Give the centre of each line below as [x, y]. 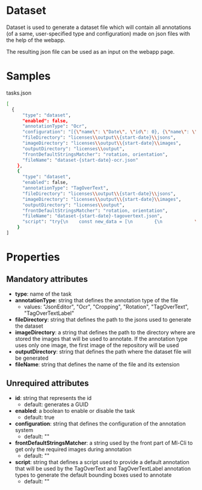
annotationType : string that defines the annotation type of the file [96, 300]
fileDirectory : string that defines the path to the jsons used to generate [103, 319]
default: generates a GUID [56, 404]
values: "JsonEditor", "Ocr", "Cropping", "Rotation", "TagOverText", [106, 307]
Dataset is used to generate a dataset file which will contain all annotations [99, 27]
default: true [39, 417]
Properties [33, 257]
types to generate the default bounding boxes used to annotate [93, 475]
